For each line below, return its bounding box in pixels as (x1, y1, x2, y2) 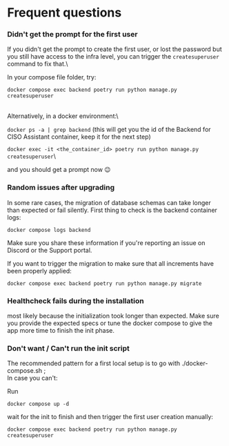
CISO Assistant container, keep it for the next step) (7, 133, 152, 141)
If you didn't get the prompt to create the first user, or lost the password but (7, 45, 222, 53)
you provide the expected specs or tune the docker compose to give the (7, 319, 212, 327)
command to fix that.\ (7, 60, 68, 68)
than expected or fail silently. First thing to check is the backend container (7, 206, 217, 214)
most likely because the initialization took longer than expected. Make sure (7, 312, 219, 320)
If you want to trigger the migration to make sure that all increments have (7, 259, 214, 267)
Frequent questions (7, 5, 122, 21)
